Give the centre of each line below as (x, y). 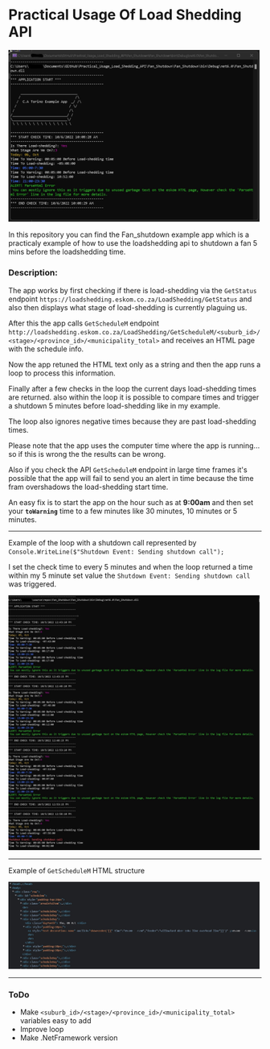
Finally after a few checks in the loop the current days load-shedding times (133, 388)
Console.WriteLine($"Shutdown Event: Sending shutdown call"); (117, 552)
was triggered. (33, 584)
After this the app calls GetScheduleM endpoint (84, 323)
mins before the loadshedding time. (67, 252)
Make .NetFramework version (69, 1038)
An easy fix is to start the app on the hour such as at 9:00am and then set (131, 502)
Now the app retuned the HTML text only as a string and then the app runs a (135, 364)
